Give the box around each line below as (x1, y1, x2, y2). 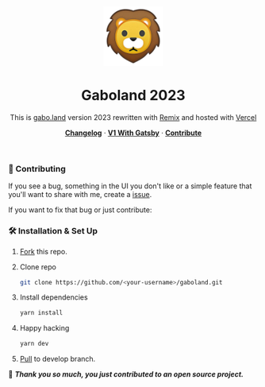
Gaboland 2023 (81, 87, 186, 105)
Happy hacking (19, 323, 70, 333)
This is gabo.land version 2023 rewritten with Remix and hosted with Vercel (10, 112, 257, 122)
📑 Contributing (8, 163, 66, 174)
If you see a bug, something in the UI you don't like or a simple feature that (8, 181, 252, 191)
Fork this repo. (19, 246, 67, 256)
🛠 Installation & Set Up (8, 226, 98, 237)
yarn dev (19, 340, 49, 348)
